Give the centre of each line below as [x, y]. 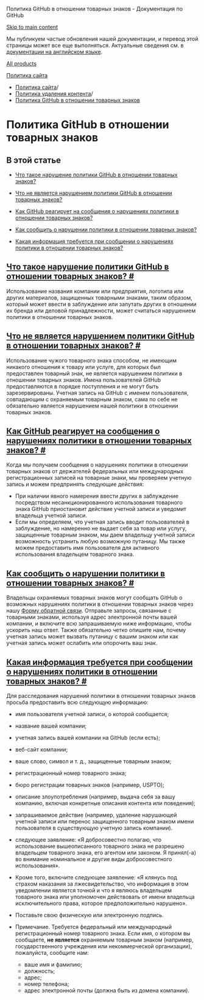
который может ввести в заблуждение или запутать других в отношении [101, 304]
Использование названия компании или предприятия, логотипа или [95, 291]
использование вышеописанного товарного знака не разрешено [100, 847]
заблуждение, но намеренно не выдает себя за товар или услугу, [101, 529]
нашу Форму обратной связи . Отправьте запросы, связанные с [89, 611]
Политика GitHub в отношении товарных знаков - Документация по [95, 9]
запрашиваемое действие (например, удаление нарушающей [96, 815]
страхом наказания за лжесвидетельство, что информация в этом [102, 884]
